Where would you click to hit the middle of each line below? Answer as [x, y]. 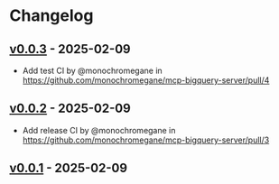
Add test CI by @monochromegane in [92, 70]
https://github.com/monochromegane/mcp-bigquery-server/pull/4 [146, 80]
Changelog [51, 16]
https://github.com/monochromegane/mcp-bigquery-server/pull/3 [146, 140]
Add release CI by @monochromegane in [99, 130]
